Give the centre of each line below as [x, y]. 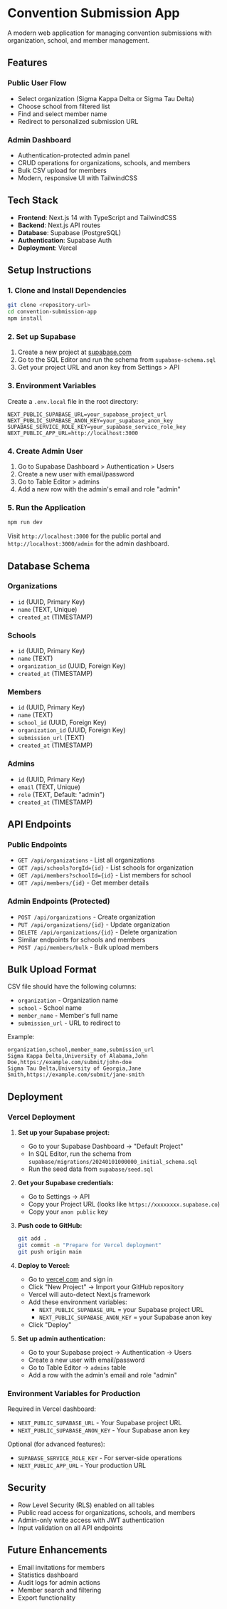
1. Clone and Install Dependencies [67, 291]
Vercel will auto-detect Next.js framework [89, 1294]
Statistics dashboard [48, 1575]
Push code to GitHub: [50, 1226]
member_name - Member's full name [68, 1016]
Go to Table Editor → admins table [77, 1367]
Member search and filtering [59, 1590]
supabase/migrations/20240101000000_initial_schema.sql [113, 1162]
